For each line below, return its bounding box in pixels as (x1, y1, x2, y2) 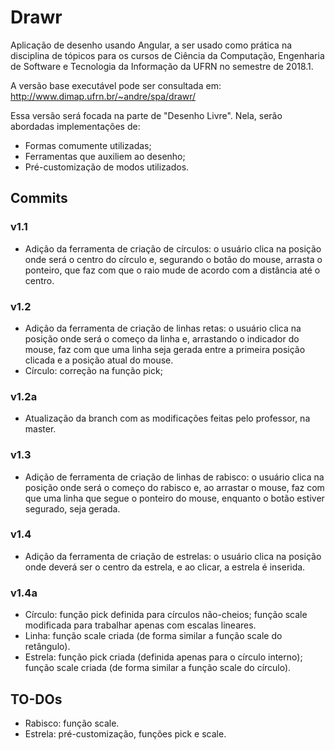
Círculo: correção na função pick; (24, 364, 163, 376)
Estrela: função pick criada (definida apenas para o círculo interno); (24, 651, 303, 663)
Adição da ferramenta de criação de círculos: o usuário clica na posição (24, 242, 322, 255)
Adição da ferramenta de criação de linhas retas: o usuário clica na (24, 322, 302, 334)
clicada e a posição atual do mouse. (24, 354, 174, 366)
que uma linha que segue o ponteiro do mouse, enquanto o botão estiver (24, 492, 325, 504)
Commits (10, 190, 68, 207)
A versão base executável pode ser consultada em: (10, 79, 222, 91)
